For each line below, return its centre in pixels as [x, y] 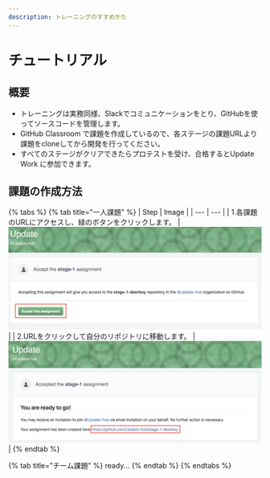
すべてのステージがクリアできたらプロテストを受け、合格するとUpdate [137, 154]
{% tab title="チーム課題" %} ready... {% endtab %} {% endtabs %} [120, 466]
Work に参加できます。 [57, 163]
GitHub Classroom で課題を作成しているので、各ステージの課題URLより [139, 134]
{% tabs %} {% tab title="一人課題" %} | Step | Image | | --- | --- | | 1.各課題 [133, 212]
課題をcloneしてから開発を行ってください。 [92, 143]
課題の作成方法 [45, 192]
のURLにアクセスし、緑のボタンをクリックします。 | [94, 222]
